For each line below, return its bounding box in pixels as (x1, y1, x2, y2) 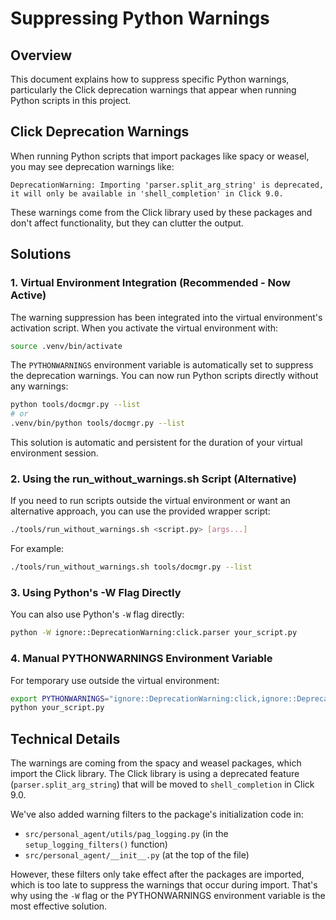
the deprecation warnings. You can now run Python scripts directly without (10, 370, 319, 382)
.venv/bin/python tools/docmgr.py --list (10, 418, 186, 429)
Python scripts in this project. (10, 95, 132, 106)
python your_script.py (10, 703, 105, 713)
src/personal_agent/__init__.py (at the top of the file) (24, 849, 250, 861)
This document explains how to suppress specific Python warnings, (10, 73, 290, 85)
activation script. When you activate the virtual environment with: (10, 322, 278, 334)
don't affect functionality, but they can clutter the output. (10, 217, 244, 229)
